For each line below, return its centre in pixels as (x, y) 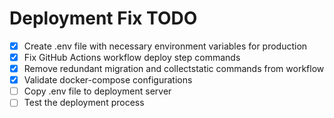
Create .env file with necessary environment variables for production (165, 46)
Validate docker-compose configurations (108, 80)
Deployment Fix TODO (103, 18)
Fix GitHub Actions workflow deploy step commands (132, 57)
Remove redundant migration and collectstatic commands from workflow (174, 69)
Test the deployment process (84, 103)
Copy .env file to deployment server (97, 91)
